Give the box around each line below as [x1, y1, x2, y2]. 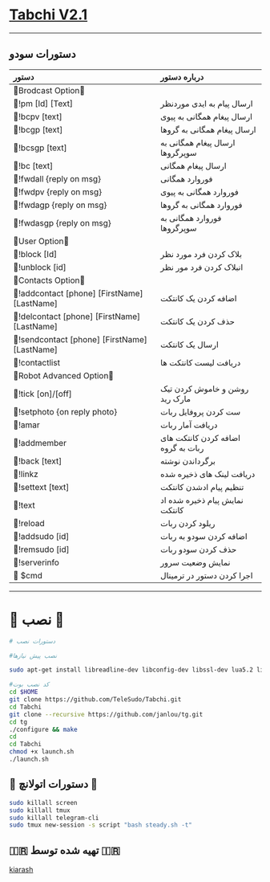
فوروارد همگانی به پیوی [160, 186, 239, 198]
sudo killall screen [9, 798, 79, 806]
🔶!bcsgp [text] [13, 142, 67, 153]
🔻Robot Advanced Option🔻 [13, 370, 115, 381]
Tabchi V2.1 [9, 6, 88, 24]
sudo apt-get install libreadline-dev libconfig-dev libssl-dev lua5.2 [9, 666, 253, 674]
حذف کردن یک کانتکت [160, 316, 236, 327]
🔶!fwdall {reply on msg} [13, 173, 102, 184]
